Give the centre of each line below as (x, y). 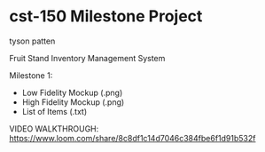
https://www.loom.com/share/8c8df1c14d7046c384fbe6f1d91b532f (132, 138)
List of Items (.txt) (55, 111)
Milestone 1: (31, 75)
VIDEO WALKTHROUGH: (54, 128)
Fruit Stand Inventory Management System (87, 58)
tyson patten (32, 41)
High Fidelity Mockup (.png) (73, 102)
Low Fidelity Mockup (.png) (72, 92)
